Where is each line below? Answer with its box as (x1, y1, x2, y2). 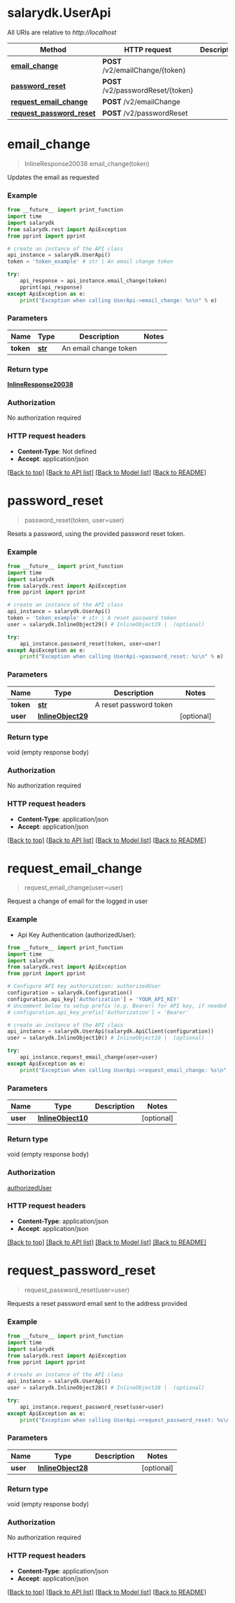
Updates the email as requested (7, 173, 99, 181)
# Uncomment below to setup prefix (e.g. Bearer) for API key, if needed (7, 1002, 227, 1010)
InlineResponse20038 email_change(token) (24, 159, 150, 167)
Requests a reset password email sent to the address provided (7, 1299, 187, 1307)
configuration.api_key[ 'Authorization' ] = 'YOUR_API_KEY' (7, 996, 180, 1003)
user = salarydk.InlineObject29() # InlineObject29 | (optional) (7, 621, 205, 628)
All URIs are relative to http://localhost (7, 28, 117, 36)
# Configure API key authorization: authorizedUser (7, 983, 161, 990)
